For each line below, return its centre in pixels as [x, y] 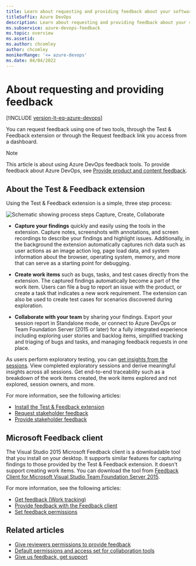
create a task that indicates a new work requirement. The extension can [101, 293]
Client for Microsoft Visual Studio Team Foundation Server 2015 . [83, 477]
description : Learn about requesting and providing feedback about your [96, 22]
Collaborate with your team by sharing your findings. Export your [94, 317]
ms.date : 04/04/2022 [31, 60]
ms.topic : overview [30, 33]
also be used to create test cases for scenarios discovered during [93, 300]
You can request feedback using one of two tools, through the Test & [89, 129]
